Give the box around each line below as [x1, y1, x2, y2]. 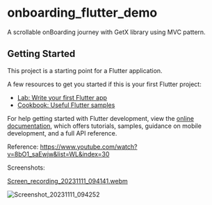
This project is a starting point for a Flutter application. [7, 66, 163, 74]
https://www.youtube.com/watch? [40, 142, 138, 151]
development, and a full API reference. [7, 129, 117, 137]
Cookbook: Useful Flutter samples [17, 101, 115, 109]
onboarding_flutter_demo [7, 5, 158, 21]
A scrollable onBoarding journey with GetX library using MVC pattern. [7, 28, 206, 36]
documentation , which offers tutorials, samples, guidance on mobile [7, 122, 202, 130]
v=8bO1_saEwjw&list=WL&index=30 [7, 149, 110, 158]
